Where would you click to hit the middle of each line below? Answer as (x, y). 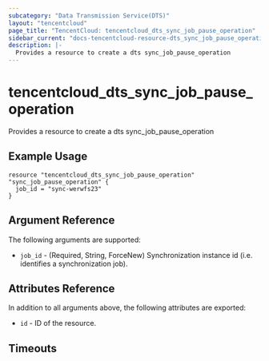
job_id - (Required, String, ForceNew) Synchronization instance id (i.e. (136, 255)
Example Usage (48, 157)
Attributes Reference (62, 288)
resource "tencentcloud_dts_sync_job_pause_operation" (102, 175)
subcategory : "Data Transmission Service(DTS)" (89, 16)
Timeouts (33, 348)
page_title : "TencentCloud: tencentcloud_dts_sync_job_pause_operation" (132, 30)
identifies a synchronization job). (74, 264)
